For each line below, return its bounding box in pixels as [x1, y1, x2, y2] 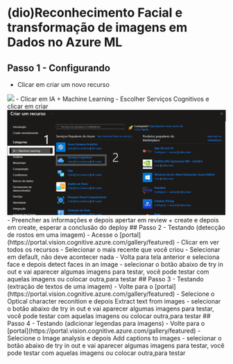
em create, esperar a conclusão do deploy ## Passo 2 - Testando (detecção [7, 224, 225, 232]
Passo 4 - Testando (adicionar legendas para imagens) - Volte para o [7, 320, 205, 328]
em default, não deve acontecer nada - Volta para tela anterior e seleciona [7, 253, 220, 261]
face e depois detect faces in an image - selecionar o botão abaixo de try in [7, 260, 223, 269]
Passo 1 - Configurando [7, 62, 111, 74]
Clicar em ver [180, 238, 220, 247]
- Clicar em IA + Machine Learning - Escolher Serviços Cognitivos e [15, 95, 209, 103]
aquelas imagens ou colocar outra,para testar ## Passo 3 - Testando [7, 275, 204, 283]
